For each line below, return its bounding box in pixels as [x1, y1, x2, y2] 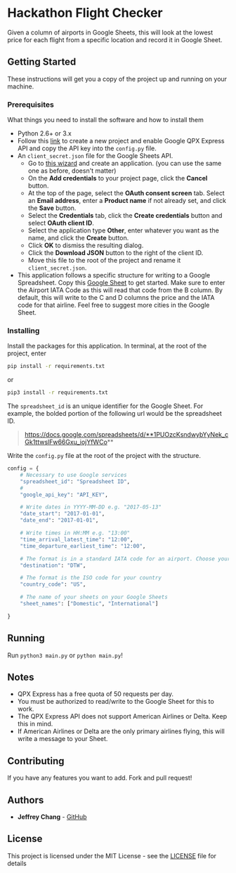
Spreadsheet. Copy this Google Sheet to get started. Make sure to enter [17, 279, 225, 287]
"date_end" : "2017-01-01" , [20, 517, 99, 524]
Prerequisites [7, 100, 54, 110]
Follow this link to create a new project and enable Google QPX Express [17, 137, 225, 145]
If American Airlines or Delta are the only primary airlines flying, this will [17, 727, 225, 735]
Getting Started [7, 56, 77, 68]
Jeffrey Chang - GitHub [17, 813, 87, 821]
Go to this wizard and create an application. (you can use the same [27, 159, 222, 168]
